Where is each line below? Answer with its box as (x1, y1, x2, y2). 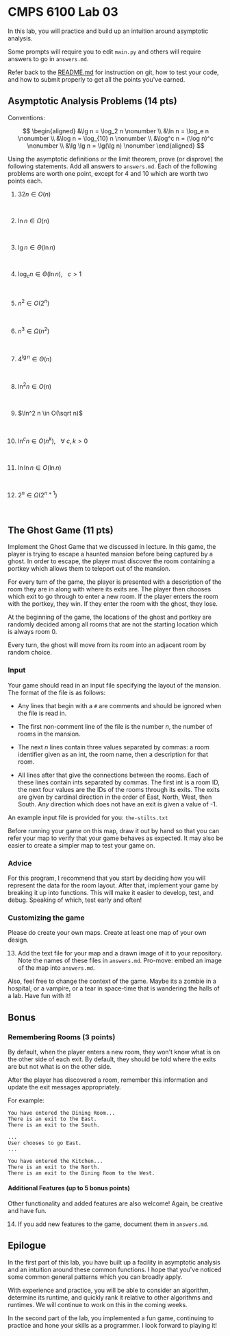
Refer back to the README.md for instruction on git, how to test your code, (8, 68, 220, 76)
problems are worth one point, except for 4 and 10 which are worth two (8, 169, 209, 177)
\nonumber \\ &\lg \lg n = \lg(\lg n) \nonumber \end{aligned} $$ (27, 141, 205, 150)
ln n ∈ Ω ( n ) (17, 216, 50, 225)
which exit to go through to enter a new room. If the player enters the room (8, 592, 218, 601)
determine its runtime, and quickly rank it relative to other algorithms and (8, 1293, 213, 1302)
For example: (8, 1096, 45, 1105)
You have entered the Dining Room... (8, 1109, 116, 1116)
